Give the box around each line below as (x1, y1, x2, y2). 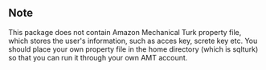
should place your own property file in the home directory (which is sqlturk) (8, 44, 259, 54)
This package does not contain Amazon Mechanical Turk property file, (8, 27, 242, 37)
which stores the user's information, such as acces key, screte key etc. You (8, 36, 258, 45)
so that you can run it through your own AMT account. (8, 52, 188, 62)
